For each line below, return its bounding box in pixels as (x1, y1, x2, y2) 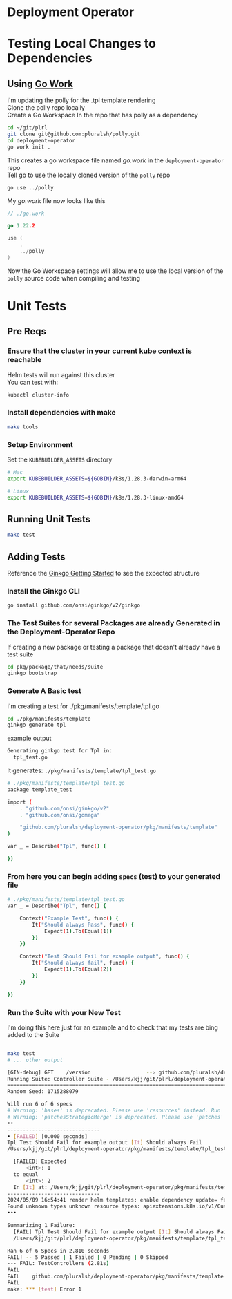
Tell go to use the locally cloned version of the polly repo (7, 171, 171, 179)
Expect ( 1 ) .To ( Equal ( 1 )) (43, 927, 113, 935)
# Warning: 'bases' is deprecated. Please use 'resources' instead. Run (7, 1107, 221, 1115)
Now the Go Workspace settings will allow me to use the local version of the (7, 267, 224, 275)
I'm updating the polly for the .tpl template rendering (7, 96, 156, 104)
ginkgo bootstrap (7, 670, 57, 677)
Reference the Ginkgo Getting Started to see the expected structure (7, 569, 200, 578)
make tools (7, 423, 39, 430)
